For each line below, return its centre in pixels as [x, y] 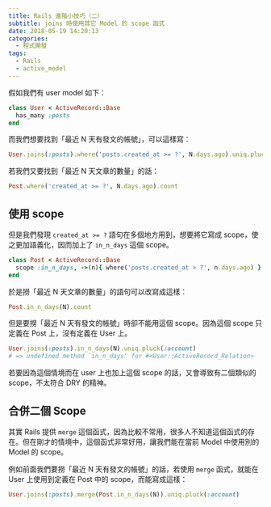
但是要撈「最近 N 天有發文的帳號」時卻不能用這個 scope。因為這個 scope [131, 323]
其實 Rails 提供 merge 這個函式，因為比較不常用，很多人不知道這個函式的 [128, 432]
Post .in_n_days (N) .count [50, 307]
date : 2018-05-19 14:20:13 [54, 31]
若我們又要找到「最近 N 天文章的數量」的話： [84, 171]
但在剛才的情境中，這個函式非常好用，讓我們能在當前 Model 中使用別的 [141, 442]
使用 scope [36, 214]
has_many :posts [43, 115]
